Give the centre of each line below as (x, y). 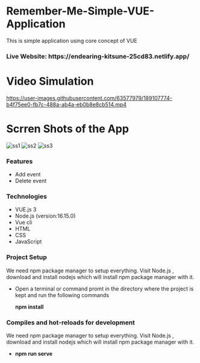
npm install (29, 307)
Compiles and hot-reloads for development (71, 323)
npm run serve (34, 353)
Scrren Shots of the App (68, 129)
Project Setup (27, 257)
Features (20, 161)
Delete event (31, 181)
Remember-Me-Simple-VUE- (80, 11)
